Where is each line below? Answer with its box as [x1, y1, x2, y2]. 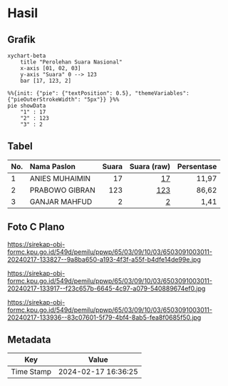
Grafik [7, 34, 36, 46]
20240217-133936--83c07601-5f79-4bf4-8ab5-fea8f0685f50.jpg [7, 313, 202, 322]
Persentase [177, 161, 217, 171]
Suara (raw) [129, 161, 171, 171]
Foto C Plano [7, 221, 65, 233]
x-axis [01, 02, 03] [20, 65, 81, 72]
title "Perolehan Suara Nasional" [20, 59, 123, 66]
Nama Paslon [29, 161, 76, 171]
